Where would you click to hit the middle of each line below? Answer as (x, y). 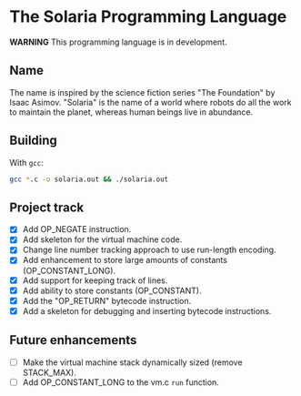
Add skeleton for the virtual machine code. (102, 239)
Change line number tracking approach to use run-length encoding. (149, 250)
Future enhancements (73, 340)
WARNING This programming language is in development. (118, 42)
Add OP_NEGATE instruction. (77, 229)
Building (33, 141)
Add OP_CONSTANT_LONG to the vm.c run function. (121, 382)
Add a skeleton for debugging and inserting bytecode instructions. (147, 310)
